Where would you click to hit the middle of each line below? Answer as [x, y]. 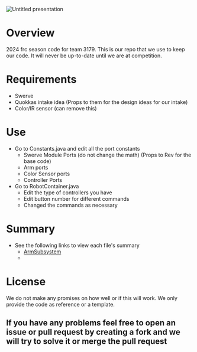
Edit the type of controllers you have [68, 193]
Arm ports [36, 167]
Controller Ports [43, 180]
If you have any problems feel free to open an [91, 323]
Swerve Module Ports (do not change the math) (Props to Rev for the [107, 155]
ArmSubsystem [42, 252]
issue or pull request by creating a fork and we [93, 332]
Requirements [41, 79]
